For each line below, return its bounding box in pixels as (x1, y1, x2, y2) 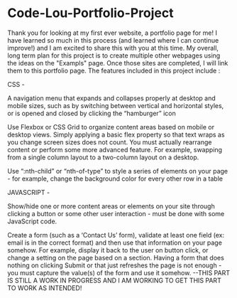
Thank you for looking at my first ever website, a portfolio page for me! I (7, 28, 218, 37)
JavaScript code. (7, 217, 57, 225)
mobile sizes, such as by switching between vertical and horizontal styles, (7, 101, 224, 110)
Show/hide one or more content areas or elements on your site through (7, 201, 215, 211)
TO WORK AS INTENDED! (7, 283, 82, 292)
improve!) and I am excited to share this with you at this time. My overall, (7, 43, 219, 52)
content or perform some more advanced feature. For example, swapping (7, 145, 222, 154)
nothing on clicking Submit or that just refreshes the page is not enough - (7, 261, 222, 270)
